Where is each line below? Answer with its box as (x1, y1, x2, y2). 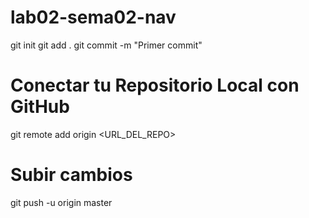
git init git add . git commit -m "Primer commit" (10, 39, 203, 51)
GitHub (10, 96, 70, 118)
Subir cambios (10, 164, 133, 186)
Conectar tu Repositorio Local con (10, 74, 300, 97)
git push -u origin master (10, 196, 113, 208)
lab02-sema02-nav (10, 6, 177, 29)
